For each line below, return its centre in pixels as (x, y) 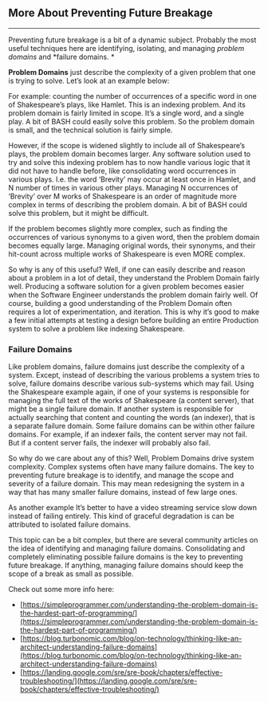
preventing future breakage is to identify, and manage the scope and (121, 475)
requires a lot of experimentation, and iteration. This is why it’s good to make (134, 312)
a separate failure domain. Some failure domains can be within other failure (132, 426)
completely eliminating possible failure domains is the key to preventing (126, 557)
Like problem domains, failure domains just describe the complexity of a (126, 367)
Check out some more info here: (61, 590)
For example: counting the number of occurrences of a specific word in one (132, 96)
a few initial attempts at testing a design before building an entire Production (134, 320)
